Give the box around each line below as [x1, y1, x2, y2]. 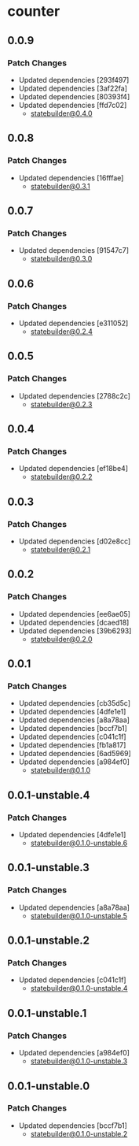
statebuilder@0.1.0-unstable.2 [30, 1129, 128, 1138]
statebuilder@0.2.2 [30, 472, 93, 482]
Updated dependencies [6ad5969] [18, 749, 131, 758]
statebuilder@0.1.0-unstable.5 [30, 910, 127, 920]
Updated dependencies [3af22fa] [18, 83, 127, 93]
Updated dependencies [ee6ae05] [18, 609, 131, 618]
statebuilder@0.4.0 [30, 109, 93, 118]
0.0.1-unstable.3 [7, 861, 90, 874]
